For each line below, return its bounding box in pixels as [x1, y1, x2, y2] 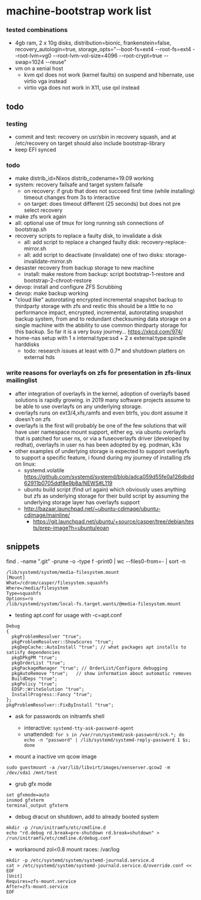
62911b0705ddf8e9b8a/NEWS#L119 [23, 479, 113, 487]
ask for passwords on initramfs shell [14, 712, 105, 720]
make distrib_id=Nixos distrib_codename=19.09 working [14, 174, 154, 182]
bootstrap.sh [14, 226, 47, 233]
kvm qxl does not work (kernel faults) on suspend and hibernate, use [23, 71, 194, 79]
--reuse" [45, 58, 67, 66]
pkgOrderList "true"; [11, 660, 66, 666]
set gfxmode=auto [6, 792, 50, 798]
